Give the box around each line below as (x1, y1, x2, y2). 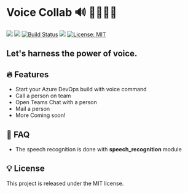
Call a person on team (15, 92, 71, 99)
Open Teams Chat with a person (15, 99, 97, 106)
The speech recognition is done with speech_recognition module (15, 145, 182, 153)
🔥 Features (6, 69, 49, 80)
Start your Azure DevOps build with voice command (15, 86, 147, 93)
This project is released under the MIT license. (6, 180, 124, 187)
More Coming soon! (15, 112, 66, 119)
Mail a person (15, 105, 50, 113)
